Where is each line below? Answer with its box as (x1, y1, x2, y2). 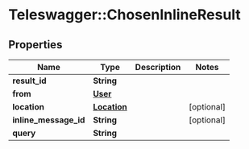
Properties (8, 38, 63, 52)
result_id (12, 75, 47, 86)
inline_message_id (12, 114, 85, 126)
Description (135, 62, 181, 72)
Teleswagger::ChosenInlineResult (8, 6, 242, 24)
